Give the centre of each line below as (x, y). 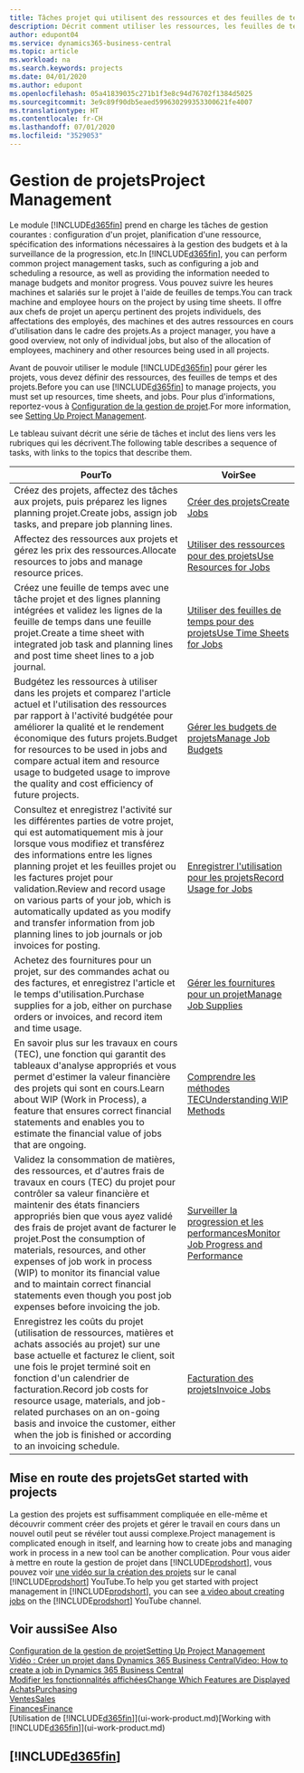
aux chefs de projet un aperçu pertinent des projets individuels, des (136, 311)
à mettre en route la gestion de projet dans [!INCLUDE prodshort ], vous (141, 1562)
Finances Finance (41, 1709)
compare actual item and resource (87, 760)
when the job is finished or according (93, 1434)
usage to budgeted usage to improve (92, 772)
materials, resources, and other (80, 1249)
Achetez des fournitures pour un (83, 959)
